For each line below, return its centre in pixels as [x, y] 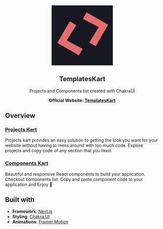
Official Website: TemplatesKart [82, 100]
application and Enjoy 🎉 [29, 184]
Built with [20, 200]
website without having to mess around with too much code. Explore [74, 145]
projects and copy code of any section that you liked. [59, 151]
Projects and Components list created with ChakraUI [82, 91]
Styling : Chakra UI [31, 217]
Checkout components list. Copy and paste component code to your [74, 179]
